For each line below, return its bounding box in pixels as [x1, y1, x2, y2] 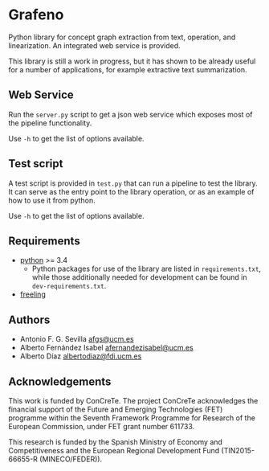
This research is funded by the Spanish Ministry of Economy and [8, 437, 223, 447]
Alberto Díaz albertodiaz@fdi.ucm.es [19, 351, 142, 361]
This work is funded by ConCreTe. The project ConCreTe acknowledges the [8, 396, 259, 405]
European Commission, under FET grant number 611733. [8, 422, 195, 431]
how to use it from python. [8, 195, 96, 205]
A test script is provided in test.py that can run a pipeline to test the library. [8, 178, 259, 188]
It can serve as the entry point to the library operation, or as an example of [8, 186, 255, 196]
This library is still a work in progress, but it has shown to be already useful [8, 56, 256, 66]
